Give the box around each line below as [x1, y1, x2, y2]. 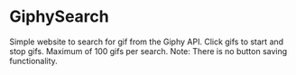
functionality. [9, 55, 59, 66]
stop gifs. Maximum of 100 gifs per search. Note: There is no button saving [9, 45, 288, 56]
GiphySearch [9, 6, 110, 27]
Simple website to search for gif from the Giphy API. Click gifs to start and [9, 36, 284, 47]
